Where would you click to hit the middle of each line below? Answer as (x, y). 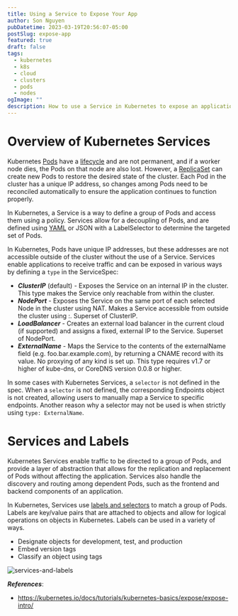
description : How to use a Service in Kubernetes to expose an (103, 107)
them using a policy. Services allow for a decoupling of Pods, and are (108, 220)
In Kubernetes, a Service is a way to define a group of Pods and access (112, 212)
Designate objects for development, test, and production (100, 541)
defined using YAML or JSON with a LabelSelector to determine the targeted (119, 227)
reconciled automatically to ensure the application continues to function (112, 191)
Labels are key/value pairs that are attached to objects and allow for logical (117, 512)
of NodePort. (36, 338)
